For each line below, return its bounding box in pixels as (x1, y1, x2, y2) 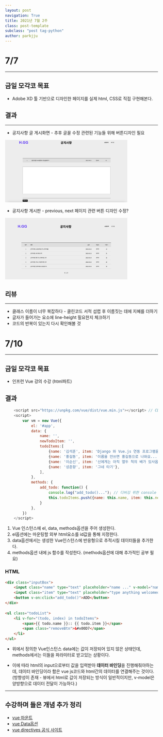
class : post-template (5, 23, 49, 28)
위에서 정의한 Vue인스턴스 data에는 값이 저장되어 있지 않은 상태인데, (12, 646, 142, 652)
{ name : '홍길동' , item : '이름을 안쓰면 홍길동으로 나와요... (48, 454, 158, 459)
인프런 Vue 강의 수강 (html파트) (12, 378, 72, 385)
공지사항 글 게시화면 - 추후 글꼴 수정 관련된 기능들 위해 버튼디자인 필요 (12, 130, 145, 136)
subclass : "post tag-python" (5, 28, 64, 34)
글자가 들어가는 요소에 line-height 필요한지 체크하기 (12, 314, 111, 320)
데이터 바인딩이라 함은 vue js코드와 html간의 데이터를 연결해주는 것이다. (18, 668, 154, 675)
